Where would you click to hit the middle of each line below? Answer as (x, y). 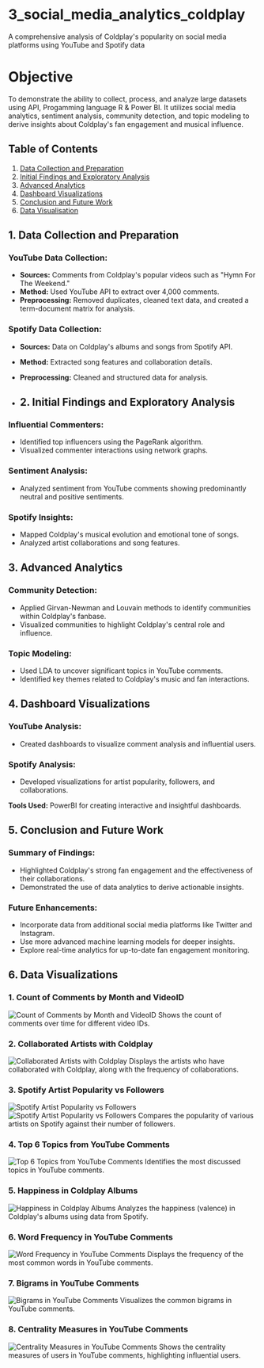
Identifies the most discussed (193, 1162)
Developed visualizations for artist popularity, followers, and (117, 781)
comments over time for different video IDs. (79, 1023)
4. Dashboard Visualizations (79, 704)
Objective (41, 77)
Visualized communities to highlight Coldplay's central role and (122, 625)
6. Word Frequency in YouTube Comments (91, 1236)
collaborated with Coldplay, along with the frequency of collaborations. (124, 1069)
